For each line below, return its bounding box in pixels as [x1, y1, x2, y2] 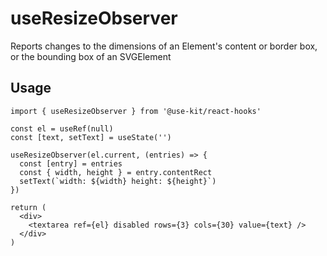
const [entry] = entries [19, 158, 123, 169]
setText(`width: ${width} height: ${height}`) [19, 176, 217, 186]
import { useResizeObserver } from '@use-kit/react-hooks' [10, 106, 262, 116]
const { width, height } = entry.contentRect [19, 167, 213, 177]
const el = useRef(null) [10, 123, 114, 134]
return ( [10, 202, 47, 212]
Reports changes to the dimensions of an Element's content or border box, [10, 40, 318, 52]
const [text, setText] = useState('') [10, 132, 172, 142]
